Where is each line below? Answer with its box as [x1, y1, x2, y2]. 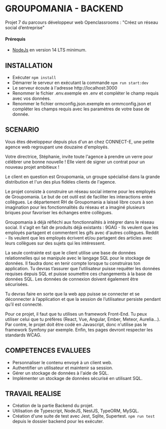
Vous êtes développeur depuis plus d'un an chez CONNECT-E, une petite [5, 139, 155, 144]
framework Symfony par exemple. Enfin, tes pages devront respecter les [5, 327, 153, 333]
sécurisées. [5, 281, 29, 287]
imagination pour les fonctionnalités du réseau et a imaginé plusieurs [5, 204, 145, 210]
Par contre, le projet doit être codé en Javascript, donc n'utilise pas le [5, 321, 147, 327]
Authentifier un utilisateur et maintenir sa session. [12, 365, 114, 371]
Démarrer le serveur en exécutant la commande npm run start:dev [12, 80, 149, 86]
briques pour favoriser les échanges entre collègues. [5, 209, 113, 215]
